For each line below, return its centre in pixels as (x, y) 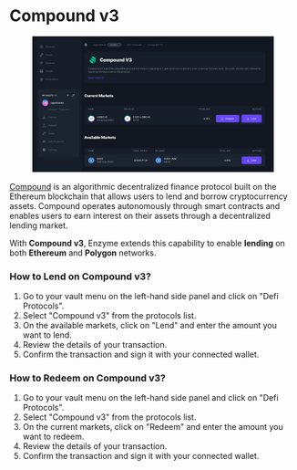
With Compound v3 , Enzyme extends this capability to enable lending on (147, 243)
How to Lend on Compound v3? (81, 277)
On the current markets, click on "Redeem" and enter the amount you (153, 427)
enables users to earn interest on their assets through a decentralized (140, 215)
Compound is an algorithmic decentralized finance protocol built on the (143, 186)
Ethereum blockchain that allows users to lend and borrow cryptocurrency (149, 196)
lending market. (39, 225)
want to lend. (47, 335)
